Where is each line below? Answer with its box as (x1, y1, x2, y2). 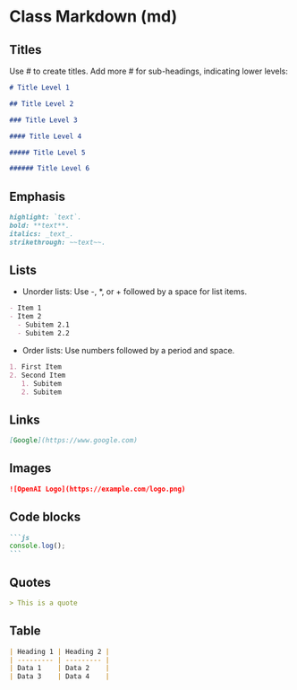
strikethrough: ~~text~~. (9, 238, 106, 247)
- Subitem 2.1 (17, 320, 70, 329)
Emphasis (9, 188, 65, 204)
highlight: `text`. (9, 213, 82, 222)
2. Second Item (9, 371, 66, 380)
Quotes (9, 574, 52, 590)
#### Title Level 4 (9, 132, 82, 141)
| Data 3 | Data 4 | (9, 672, 110, 681)
